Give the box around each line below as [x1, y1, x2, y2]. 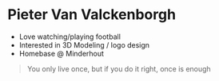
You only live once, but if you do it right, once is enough [26, 64, 211, 73]
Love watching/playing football [18, 32, 121, 41]
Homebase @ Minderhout [18, 48, 105, 58]
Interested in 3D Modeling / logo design [18, 40, 149, 49]
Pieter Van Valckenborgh [7, 6, 177, 24]
